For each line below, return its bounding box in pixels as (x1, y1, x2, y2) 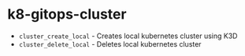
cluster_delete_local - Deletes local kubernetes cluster (18, 39, 202, 48)
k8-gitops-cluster (7, 5, 127, 23)
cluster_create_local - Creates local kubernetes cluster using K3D (18, 31, 238, 40)
